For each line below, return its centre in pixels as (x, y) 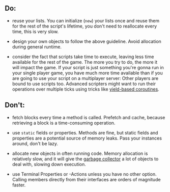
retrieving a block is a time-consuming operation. (64, 123)
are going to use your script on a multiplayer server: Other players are (85, 78)
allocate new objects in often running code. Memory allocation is (80, 153)
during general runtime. (37, 47)
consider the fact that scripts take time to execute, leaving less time (83, 57)
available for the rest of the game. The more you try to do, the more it (85, 62)
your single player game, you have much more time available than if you (88, 73)
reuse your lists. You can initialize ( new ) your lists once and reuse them (86, 20)
